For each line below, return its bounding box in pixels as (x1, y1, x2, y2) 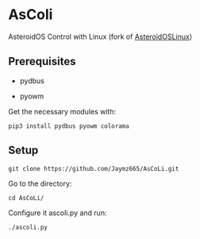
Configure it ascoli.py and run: (8, 208, 107, 218)
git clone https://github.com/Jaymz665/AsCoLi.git (8, 164, 179, 172)
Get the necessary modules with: (8, 106, 117, 116)
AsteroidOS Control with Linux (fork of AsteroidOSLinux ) (8, 32, 193, 41)
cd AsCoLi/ (8, 194, 44, 202)
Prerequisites (8, 55, 76, 68)
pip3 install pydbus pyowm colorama (8, 121, 129, 130)
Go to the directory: (8, 179, 72, 188)
